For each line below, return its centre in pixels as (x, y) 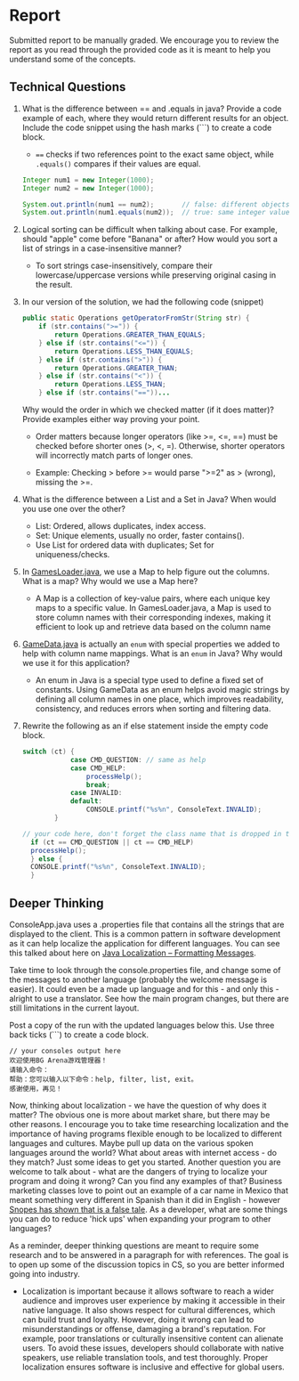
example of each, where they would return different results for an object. (155, 118)
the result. (54, 285)
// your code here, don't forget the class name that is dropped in (152, 833)
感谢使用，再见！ (36, 1089)
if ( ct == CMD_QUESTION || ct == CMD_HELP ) (112, 842)
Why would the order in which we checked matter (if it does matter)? (148, 410)
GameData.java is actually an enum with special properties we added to (151, 644)
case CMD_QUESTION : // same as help (138, 760)
